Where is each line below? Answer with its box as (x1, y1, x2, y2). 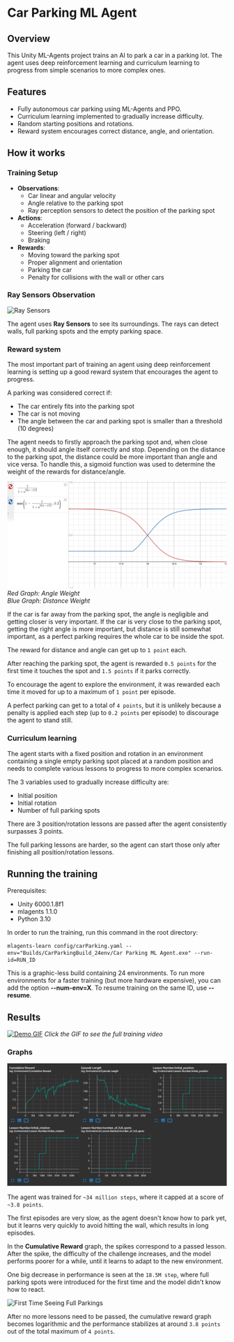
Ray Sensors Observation (7, 290, 95, 300)
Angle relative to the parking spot (27, 199, 124, 207)
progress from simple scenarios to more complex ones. (7, 66, 166, 74)
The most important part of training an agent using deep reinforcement (7, 361, 211, 369)
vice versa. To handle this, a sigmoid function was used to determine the (7, 460, 216, 469)
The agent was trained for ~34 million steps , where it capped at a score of (7, 1193, 224, 1201)
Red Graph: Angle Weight (7, 589, 80, 598)
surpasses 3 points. (7, 827, 64, 835)
